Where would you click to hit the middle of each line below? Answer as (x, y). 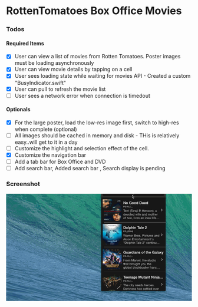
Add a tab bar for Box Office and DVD (60, 162)
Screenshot (23, 184)
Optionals (18, 110)
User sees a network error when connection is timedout (82, 95)
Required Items (25, 43)
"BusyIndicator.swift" (40, 82)
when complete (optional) (46, 129)
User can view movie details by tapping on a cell (73, 70)
